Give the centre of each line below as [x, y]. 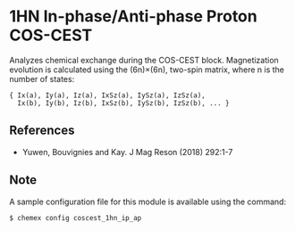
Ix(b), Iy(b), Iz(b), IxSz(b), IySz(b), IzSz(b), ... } [123, 103]
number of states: [42, 78]
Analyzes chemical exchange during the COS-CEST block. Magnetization [144, 60]
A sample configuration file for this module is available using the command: [148, 202]
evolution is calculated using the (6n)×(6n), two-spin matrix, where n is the [147, 70]
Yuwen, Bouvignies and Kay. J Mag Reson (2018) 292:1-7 [127, 152]
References [42, 131]
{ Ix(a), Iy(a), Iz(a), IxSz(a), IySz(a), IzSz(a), [107, 95]
